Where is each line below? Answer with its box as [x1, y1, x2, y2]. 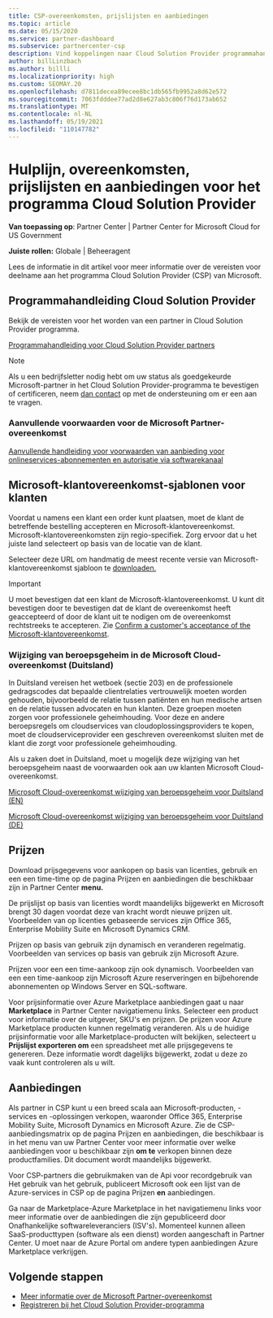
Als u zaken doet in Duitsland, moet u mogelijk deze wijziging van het [8, 753, 240, 764]
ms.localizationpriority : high [8, 72, 115, 80]
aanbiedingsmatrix [8, 1129, 71, 1138]
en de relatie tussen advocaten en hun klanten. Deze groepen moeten [8, 704, 242, 713]
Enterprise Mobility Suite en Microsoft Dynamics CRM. [8, 924, 191, 934]
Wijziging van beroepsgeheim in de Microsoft [8, 649, 192, 661]
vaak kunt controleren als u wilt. [8, 1057, 115, 1067]
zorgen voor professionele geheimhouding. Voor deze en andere [8, 712, 225, 722]
